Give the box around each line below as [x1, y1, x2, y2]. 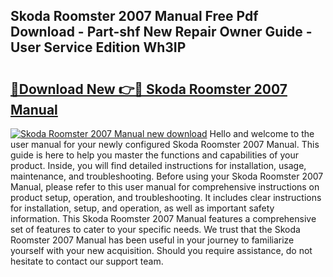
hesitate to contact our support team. [10, 255, 164, 267]
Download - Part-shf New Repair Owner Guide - [10, 24, 313, 41]
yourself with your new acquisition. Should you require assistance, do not [10, 245, 313, 256]
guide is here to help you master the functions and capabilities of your [10, 149, 299, 161]
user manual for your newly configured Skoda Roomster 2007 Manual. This [10, 139, 320, 150]
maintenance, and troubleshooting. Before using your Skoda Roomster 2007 [10, 170, 324, 182]
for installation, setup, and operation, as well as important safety [10, 202, 275, 214]
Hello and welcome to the [209, 128, 315, 139]
